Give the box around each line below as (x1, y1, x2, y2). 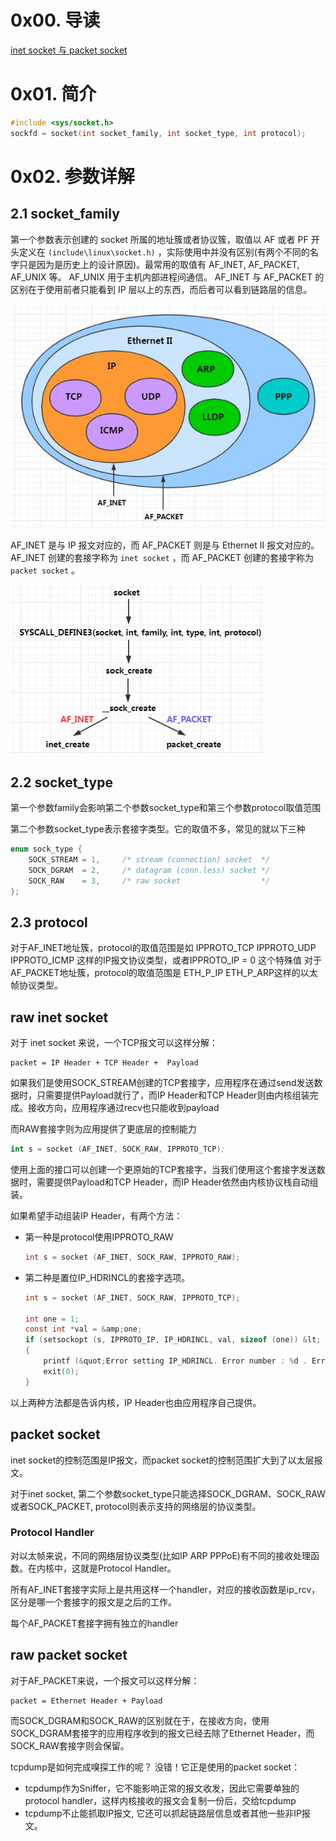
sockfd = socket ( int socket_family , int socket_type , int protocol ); (10, 128, 307, 138)
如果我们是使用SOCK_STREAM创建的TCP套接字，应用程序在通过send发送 (10, 1077, 315, 1089)
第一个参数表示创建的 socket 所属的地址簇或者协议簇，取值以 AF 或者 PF (10, 233, 309, 245)
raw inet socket (10, 1009, 109, 1026)
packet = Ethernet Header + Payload (10, 1696, 163, 1706)
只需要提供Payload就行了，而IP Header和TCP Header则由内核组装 (36, 1089, 310, 1101)
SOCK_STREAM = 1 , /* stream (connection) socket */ (28, 854, 271, 865)
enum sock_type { (10, 844, 83, 855)
